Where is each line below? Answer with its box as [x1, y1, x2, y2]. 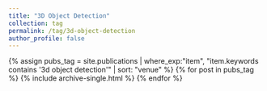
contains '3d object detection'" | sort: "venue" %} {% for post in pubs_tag [8, 65, 255, 75]
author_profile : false [8, 34, 85, 43]
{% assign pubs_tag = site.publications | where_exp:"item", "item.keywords [8, 56, 259, 66]
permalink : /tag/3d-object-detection [8, 27, 136, 35]
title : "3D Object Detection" [8, 11, 111, 20]
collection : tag [8, 19, 63, 27]
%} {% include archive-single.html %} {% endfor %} [8, 73, 184, 83]
